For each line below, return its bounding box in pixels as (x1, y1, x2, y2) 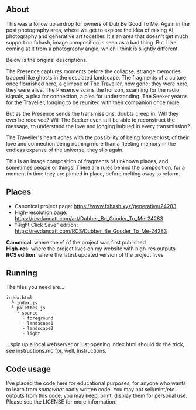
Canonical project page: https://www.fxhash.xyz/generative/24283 (14, 202, 177, 209)
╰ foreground (21, 315, 54, 321)
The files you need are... (6, 284, 65, 291)
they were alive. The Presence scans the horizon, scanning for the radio (6, 86, 180, 93)
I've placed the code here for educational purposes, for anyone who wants (6, 380, 186, 387)
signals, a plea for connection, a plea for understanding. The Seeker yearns (6, 92, 188, 99)
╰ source (16, 310, 38, 316)
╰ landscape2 (21, 326, 54, 332)
